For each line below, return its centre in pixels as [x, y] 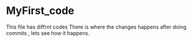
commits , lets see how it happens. [48, 33]
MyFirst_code [40, 11]
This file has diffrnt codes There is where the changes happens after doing [96, 27]
